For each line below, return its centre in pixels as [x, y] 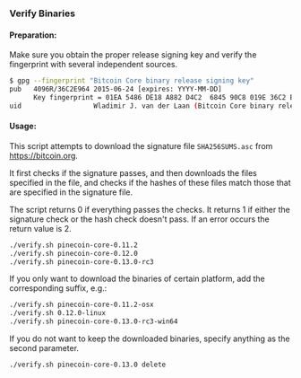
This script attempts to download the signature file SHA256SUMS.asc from [141, 145]
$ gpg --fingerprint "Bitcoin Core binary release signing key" [132, 81]
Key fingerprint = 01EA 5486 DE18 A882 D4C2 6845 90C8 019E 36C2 [159, 97]
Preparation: [33, 35]
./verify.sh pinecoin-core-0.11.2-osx [82, 305]
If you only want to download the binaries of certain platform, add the [138, 279]
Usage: [23, 126]
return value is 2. [40, 228]
